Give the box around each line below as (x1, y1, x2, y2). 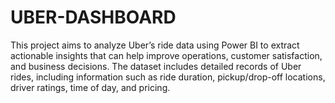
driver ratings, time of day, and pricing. (10, 81, 171, 93)
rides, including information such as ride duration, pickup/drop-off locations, (10, 71, 326, 83)
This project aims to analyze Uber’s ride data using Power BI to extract (10, 39, 300, 51)
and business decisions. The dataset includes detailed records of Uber (10, 60, 302, 72)
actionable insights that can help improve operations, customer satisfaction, (10, 49, 323, 61)
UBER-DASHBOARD (10, 6, 177, 29)
